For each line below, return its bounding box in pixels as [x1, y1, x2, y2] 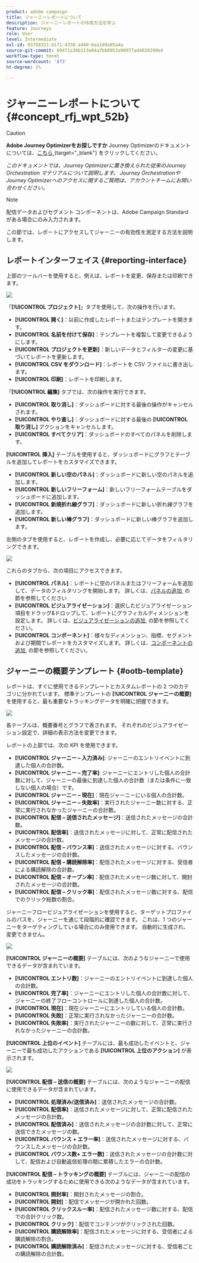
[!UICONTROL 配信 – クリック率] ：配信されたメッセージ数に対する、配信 [14, 888, 193, 895]
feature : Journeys [6, 25, 52, 32]
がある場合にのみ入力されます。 [6, 216, 84, 223]
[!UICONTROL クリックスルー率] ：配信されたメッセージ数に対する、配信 [14, 1205, 193, 1212]
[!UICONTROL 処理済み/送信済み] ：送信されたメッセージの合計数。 [14, 1098, 180, 1105]
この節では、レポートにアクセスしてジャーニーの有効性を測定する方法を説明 [6, 229, 193, 236]
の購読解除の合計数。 [14, 1250, 67, 1257]
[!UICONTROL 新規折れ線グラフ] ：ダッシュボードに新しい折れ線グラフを [14, 501, 194, 508]
